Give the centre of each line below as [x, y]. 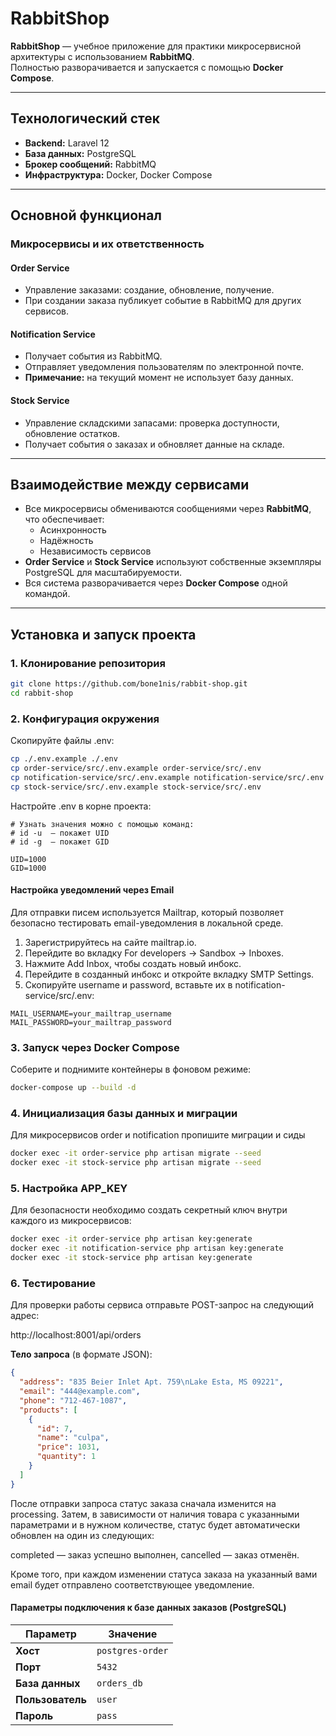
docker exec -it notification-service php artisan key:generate [147, 1248]
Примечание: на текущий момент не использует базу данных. [159, 378]
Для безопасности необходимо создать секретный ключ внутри [149, 1210]
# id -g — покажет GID [60, 842]
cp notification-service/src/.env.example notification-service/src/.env [167, 777]
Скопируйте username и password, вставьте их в [128, 984]
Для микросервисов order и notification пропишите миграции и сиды [158, 1135]
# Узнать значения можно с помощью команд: [102, 824]
